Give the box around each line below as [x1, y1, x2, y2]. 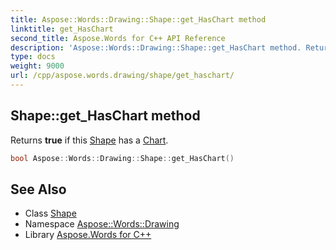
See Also [10, 181, 67, 198]
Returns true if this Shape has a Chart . [10, 134, 169, 146]
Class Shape [24, 207, 77, 220]
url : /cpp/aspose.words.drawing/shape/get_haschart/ [10, 71, 235, 81]
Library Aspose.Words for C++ [24, 229, 152, 241]
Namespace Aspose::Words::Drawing [24, 218, 180, 230]
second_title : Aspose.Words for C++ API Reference [10, 33, 226, 43]
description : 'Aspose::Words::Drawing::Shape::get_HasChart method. [10, 42, 302, 53]
